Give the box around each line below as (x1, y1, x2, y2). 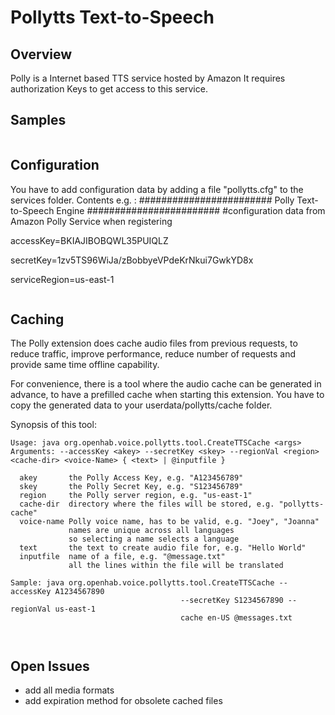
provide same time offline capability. (10, 359, 160, 371)
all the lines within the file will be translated (68, 561, 284, 571)
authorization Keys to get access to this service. (10, 83, 208, 95)
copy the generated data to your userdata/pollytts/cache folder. (10, 399, 273, 411)
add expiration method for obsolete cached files (24, 695, 223, 707)
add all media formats (24, 684, 115, 696)
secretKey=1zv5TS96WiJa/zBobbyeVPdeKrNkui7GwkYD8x (10, 254, 254, 266)
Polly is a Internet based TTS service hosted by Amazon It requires (10, 72, 286, 84)
